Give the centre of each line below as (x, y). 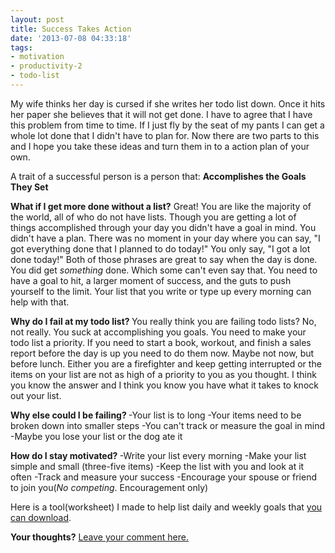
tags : (21, 47)
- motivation (37, 57)
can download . (41, 517)
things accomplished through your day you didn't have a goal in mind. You (163, 227)
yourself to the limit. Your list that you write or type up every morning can (161, 291)
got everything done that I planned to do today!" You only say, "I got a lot (160, 248)
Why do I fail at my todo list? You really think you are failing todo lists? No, (163, 321)
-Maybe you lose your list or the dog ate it (96, 436)
